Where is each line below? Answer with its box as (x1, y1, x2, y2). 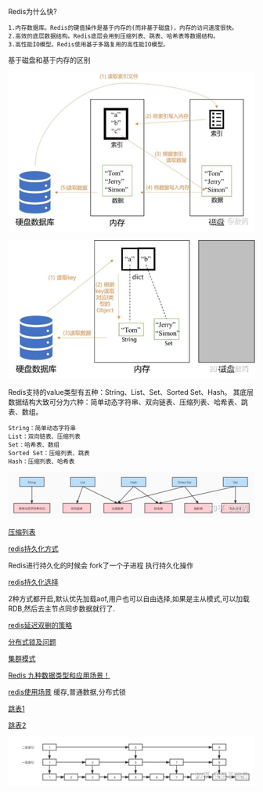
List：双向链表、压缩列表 (8, 432, 81, 440)
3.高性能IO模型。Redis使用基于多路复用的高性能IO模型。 (8, 41, 170, 49)
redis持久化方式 (8, 544, 59, 553)
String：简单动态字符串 (8, 424, 77, 432)
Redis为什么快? (8, 7, 57, 16)
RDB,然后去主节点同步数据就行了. (8, 604, 116, 613)
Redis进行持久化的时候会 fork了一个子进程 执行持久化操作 (8, 560, 194, 570)
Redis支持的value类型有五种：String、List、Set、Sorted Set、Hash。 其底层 (8, 387, 254, 396)
